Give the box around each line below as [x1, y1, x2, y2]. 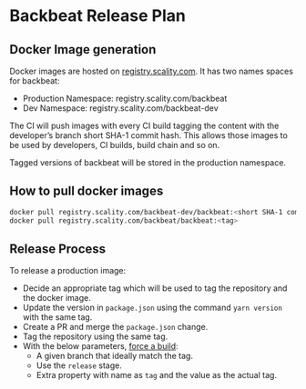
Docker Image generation [9, 42, 157, 57]
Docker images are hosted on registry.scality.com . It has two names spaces [9, 65, 294, 76]
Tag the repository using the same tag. [22, 331, 168, 342]
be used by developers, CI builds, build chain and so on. [9, 140, 220, 150]
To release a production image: [9, 265, 127, 276]
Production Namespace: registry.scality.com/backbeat [22, 93, 228, 104]
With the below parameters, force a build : [22, 341, 179, 352]
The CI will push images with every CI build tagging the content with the [9, 120, 280, 131]
